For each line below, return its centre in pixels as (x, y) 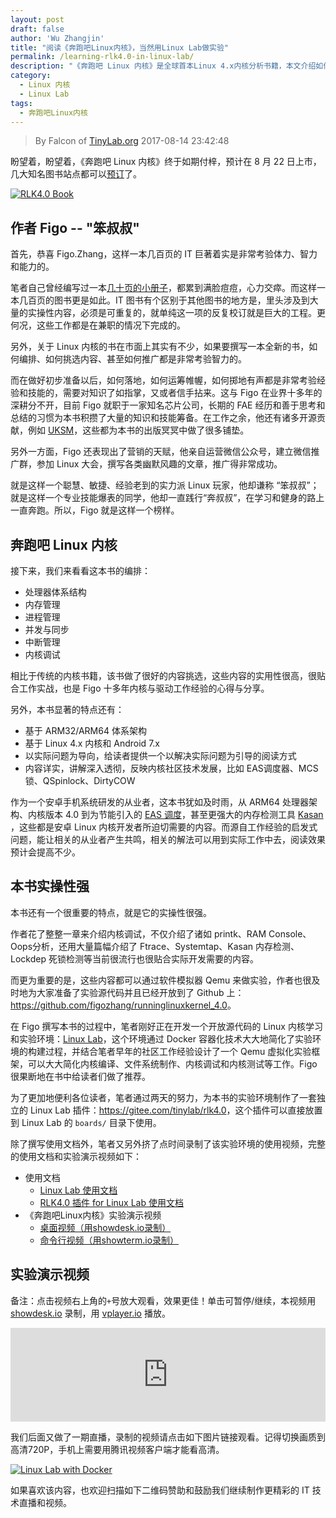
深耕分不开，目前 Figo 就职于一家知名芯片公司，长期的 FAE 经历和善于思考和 (168, 405)
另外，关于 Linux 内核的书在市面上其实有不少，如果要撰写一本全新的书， (160, 347)
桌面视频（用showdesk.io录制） (105, 1227)
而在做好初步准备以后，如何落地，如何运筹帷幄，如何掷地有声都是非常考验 (163, 380)
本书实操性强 (50, 886)
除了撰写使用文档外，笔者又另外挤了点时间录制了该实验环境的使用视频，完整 (168, 1143)
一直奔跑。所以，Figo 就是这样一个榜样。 (95, 510)
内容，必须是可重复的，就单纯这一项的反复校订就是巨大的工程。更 (189, 313)
